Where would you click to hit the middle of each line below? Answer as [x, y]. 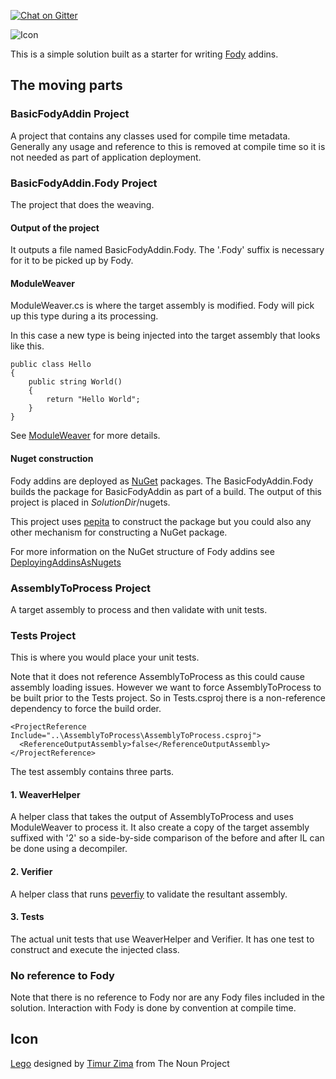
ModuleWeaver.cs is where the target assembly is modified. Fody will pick [162, 306]
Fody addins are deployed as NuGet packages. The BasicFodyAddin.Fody [161, 481]
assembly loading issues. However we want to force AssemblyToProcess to [166, 687]
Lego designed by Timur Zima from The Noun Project [120, 1063]
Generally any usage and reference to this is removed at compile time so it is [168, 146]
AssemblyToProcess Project [81, 588]
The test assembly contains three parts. [92, 772]
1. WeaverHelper [45, 794]
